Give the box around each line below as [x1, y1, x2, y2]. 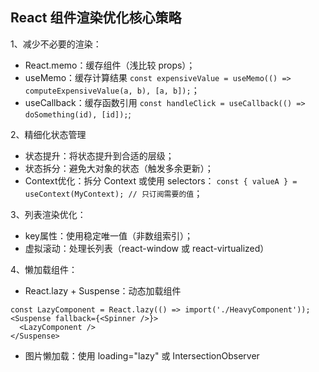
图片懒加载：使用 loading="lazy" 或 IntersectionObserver [24, 349, 260, 362]
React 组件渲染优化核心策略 [10, 9, 182, 27]
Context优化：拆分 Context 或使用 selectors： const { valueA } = [24, 174, 298, 187]
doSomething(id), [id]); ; [24, 108, 132, 120]
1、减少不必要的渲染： [10, 38, 102, 50]
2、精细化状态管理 [10, 128, 87, 140]
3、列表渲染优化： [10, 208, 87, 220]
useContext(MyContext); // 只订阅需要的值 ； [24, 187, 203, 199]
